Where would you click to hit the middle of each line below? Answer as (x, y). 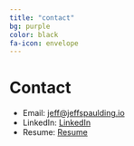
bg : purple (30, 26)
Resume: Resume (55, 132)
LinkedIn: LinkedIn (57, 122)
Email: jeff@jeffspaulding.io (73, 113)
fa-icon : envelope (44, 43)
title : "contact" (42, 18)
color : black (34, 34)
